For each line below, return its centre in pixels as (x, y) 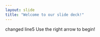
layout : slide (20, 10)
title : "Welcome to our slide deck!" (45, 15)
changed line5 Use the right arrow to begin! (50, 29)
